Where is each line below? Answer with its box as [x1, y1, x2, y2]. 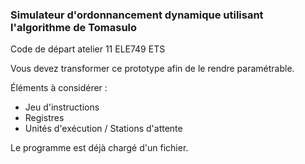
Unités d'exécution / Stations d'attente [24, 123, 183, 135]
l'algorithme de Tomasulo [10, 20, 138, 34]
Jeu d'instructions [24, 101, 100, 113]
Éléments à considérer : [10, 82, 108, 94]
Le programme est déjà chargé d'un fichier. [10, 142, 189, 154]
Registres [24, 112, 65, 124]
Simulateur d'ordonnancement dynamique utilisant [10, 8, 264, 22]
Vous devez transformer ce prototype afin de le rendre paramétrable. [10, 63, 295, 75]
